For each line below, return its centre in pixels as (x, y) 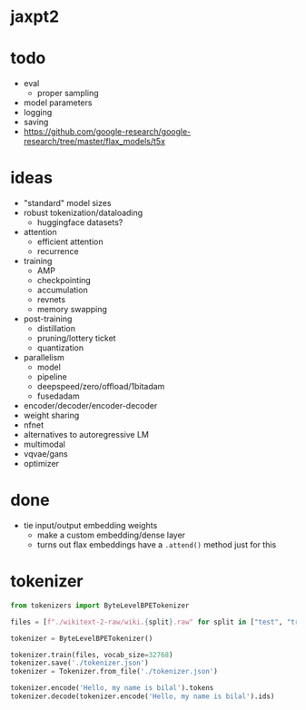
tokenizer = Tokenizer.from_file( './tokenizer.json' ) (114, 672)
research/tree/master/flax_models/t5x (94, 142)
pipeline (52, 377)
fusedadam (58, 396)
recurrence (58, 251)
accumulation (63, 290)
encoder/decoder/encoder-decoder (90, 406)
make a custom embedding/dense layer (111, 535)
